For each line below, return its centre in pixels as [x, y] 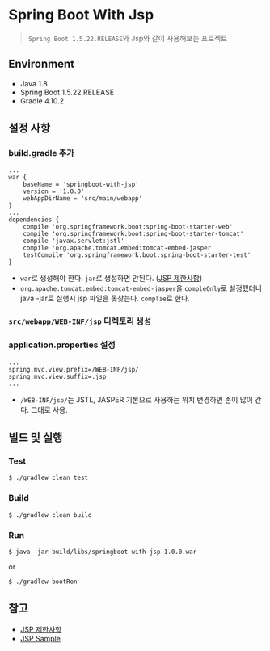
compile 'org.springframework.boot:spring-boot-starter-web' [128, 227]
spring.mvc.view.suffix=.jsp [57, 376]
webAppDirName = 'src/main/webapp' [83, 199]
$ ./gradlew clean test [49, 478]
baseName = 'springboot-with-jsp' [81, 185]
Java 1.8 [34, 83]
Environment [42, 64]
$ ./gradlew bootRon [43, 582]
